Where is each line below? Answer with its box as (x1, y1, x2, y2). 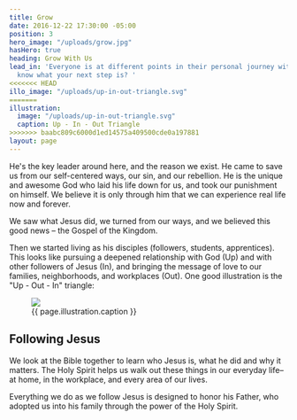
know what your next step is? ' (17, 71, 137, 80)
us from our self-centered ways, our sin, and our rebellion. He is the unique (9, 170, 283, 181)
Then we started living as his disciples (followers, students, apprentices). (9, 242, 276, 253)
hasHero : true (9, 46, 62, 55)
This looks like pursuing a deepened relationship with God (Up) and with (9, 252, 272, 262)
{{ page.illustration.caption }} (31, 306, 137, 316)
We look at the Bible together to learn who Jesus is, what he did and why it (9, 355, 281, 366)
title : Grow (9, 12, 53, 22)
